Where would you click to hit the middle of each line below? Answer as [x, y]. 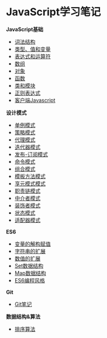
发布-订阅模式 [31, 154]
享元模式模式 [30, 183]
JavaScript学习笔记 [53, 12]
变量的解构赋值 [32, 244]
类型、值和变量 [32, 49]
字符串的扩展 [30, 251]
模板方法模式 [30, 176]
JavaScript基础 [25, 29]
